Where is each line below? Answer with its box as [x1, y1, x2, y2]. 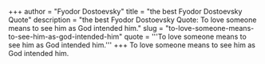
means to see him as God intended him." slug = [8, 24, 164, 32]
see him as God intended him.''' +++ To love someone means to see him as [8, 40, 255, 50]
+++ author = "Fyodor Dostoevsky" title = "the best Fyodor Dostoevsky [8, 7, 243, 16]
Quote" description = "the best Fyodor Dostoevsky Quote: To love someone [8, 15, 257, 24]
